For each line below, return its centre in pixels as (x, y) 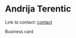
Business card (19, 31)
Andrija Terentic (38, 9)
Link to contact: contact (29, 22)
